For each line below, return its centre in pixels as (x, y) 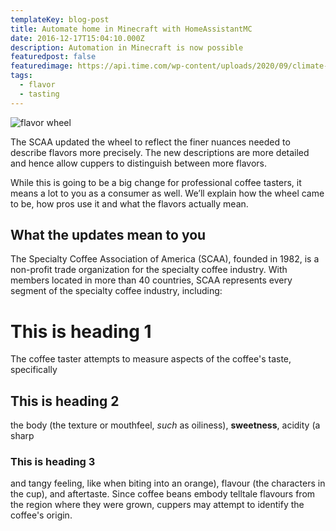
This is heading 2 (65, 401)
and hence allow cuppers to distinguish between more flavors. (139, 163)
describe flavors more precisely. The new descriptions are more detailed (160, 152)
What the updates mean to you (108, 235)
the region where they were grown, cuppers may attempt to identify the (157, 505)
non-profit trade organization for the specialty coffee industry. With (149, 270)
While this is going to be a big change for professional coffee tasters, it (156, 182)
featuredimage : (42, 66)
